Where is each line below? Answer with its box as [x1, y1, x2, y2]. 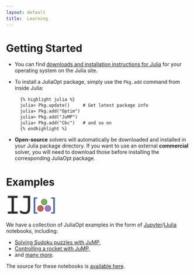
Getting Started [6, 42, 83, 55]
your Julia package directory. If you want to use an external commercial [14, 142, 189, 149]
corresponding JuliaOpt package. [14, 155, 95, 162]
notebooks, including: [6, 228, 58, 235]
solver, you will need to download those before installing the [14, 149, 160, 156]
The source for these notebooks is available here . [6, 263, 126, 270]
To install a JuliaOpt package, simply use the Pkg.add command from [14, 78, 180, 85]
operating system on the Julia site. [14, 67, 98, 74]
